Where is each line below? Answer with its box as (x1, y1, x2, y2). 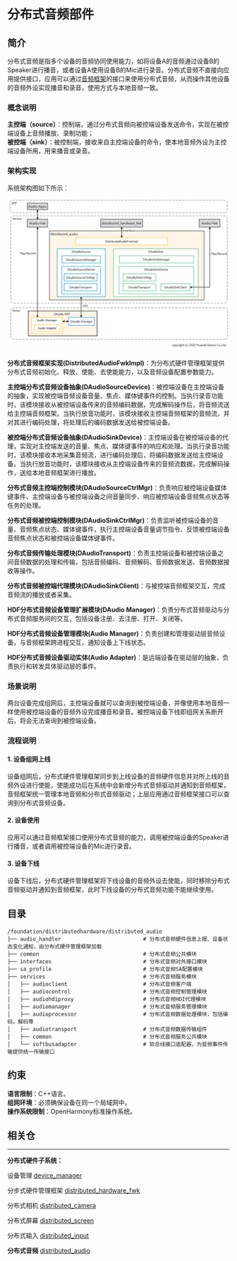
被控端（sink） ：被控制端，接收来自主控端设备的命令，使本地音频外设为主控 (7, 138, 227, 146)
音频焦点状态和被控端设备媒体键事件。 (7, 534, 119, 542)
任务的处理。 (7, 501, 44, 510)
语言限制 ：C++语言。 (7, 1089, 70, 1098)
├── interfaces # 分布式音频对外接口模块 (7, 958, 207, 965)
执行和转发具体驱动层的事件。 (13, 662, 100, 670)
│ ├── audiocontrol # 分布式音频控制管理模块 (7, 988, 207, 995)
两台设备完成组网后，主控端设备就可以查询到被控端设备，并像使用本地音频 (7, 699, 224, 707)
